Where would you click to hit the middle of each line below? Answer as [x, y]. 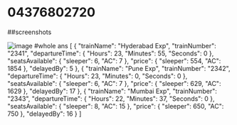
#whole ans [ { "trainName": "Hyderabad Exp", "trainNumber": [125, 45]
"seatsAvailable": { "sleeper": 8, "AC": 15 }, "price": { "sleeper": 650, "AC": [116, 106]
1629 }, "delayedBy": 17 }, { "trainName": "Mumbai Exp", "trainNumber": [112, 91]
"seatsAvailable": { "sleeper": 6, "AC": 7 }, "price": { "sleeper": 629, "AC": [114, 83]
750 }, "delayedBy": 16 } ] [44, 114]
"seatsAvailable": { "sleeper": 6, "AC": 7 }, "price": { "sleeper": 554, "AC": [114, 60]
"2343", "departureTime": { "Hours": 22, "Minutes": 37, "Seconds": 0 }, [111, 98]
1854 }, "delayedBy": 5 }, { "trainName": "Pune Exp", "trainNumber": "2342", [119, 68]
